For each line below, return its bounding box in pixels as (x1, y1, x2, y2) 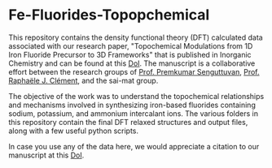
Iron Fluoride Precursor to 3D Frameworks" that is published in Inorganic (8, 50, 252, 59)
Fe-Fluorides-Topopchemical (8, 6, 210, 24)
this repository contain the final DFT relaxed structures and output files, (8, 117, 248, 127)
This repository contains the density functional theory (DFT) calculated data (8, 32, 263, 42)
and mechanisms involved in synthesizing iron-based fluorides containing (8, 100, 257, 110)
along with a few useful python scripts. (8, 126, 139, 136)
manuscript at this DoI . (8, 150, 85, 160)
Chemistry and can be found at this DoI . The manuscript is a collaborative (8, 58, 256, 68)
